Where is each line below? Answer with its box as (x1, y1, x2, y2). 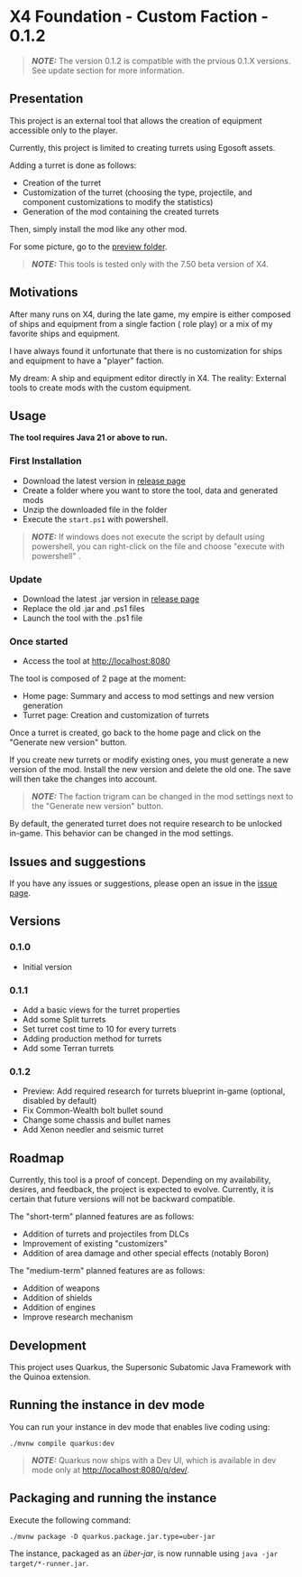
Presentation (9, 91, 84, 107)
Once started (9, 635, 69, 648)
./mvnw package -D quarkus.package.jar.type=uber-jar (9, 1532, 216, 1541)
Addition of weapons (22, 1283, 101, 1293)
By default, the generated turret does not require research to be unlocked (9, 818, 282, 829)
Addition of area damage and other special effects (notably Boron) (22, 1248, 270, 1259)
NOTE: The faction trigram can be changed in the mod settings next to (31, 791, 294, 802)
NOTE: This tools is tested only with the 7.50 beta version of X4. (31, 258, 269, 269)
